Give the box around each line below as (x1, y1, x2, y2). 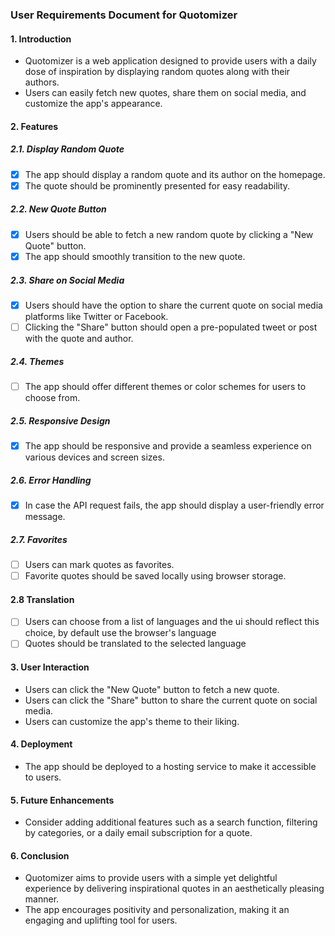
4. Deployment (10, 738, 73, 750)
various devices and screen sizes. (24, 451, 165, 463)
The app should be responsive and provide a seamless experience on (24, 440, 312, 452)
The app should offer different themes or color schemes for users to (24, 380, 307, 392)
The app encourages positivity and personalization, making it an (24, 904, 290, 916)
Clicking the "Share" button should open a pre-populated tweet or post (24, 321, 318, 333)
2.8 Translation (10, 593, 75, 605)
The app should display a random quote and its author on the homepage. (24, 168, 326, 180)
